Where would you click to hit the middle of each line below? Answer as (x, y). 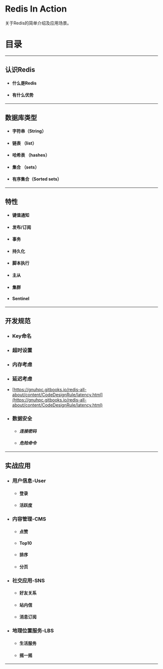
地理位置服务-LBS (33, 631)
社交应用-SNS (28, 580)
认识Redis (20, 70)
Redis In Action (36, 9)
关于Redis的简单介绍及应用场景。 (38, 23)
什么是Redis (24, 83)
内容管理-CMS (29, 519)
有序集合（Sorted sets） (37, 179)
